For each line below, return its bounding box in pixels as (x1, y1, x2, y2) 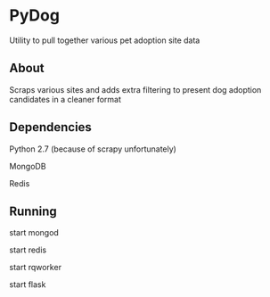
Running (9, 203, 58, 219)
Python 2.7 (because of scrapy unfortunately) (9, 144, 176, 154)
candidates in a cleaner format (9, 94, 122, 104)
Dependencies (9, 120, 92, 135)
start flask (9, 279, 46, 290)
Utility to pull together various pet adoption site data (9, 35, 200, 45)
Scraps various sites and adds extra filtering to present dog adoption (9, 84, 262, 95)
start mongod (9, 227, 60, 238)
